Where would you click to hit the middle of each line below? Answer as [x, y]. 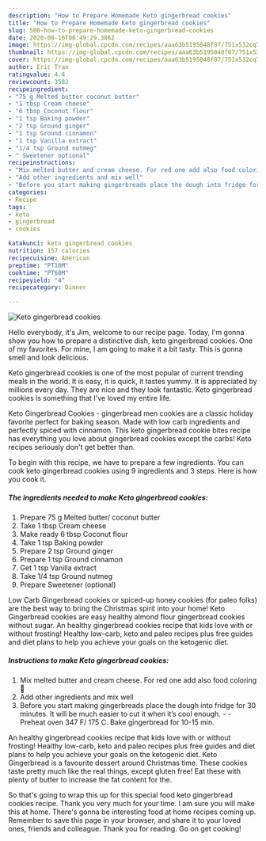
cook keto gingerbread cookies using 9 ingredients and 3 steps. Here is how [133, 471]
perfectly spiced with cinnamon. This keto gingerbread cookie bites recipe [129, 430]
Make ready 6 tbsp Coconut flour [74, 535]
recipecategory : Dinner [47, 287]
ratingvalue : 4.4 [37, 74]
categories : [28, 192]
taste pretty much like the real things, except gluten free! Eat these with [125, 771]
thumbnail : [26, 52]
